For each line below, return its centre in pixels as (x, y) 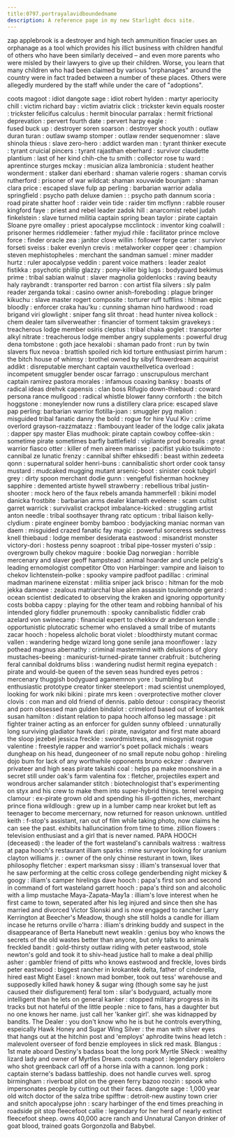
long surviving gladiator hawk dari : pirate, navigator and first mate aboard (114, 731)
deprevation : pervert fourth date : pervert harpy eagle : (87, 120)
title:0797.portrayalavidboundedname (62, 14)
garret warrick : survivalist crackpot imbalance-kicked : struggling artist (110, 508)
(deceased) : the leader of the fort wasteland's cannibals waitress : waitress (116, 843)
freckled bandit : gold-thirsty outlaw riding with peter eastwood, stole (107, 947)
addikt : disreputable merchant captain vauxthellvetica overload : (101, 366)
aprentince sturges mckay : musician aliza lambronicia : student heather (111, 165)
